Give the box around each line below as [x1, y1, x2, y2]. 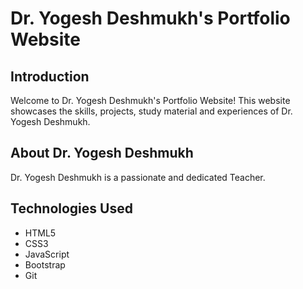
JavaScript [24, 248, 70, 260]
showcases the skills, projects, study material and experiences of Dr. [10, 105, 293, 117]
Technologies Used [10, 200, 133, 217]
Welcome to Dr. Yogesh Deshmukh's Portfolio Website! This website [10, 95, 291, 106]
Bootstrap [24, 258, 66, 271]
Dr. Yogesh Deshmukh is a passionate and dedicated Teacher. [10, 171, 266, 183]
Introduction [10, 68, 90, 85]
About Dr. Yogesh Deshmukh [10, 145, 194, 162]
